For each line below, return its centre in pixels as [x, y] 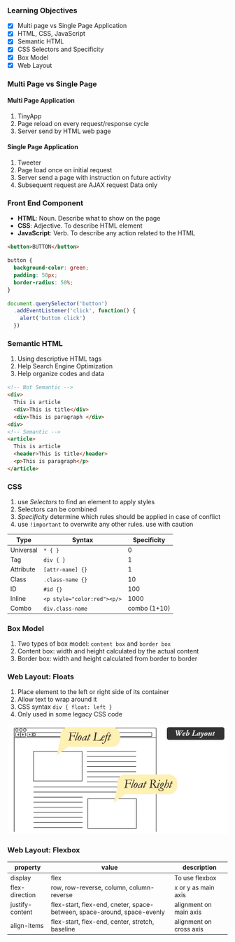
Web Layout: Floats [41, 677]
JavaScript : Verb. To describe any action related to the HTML [106, 233]
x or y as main [194, 887]
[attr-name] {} [65, 570]
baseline [63, 929]
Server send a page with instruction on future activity [94, 178]
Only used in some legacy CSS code [70, 714]
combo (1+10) [149, 609]
